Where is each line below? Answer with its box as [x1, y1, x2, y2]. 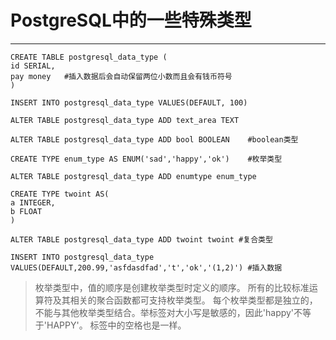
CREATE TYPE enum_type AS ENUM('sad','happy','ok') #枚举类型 [10, 154, 283, 164]
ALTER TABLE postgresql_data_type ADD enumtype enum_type [10, 171, 257, 181]
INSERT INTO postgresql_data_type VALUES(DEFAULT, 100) [10, 97, 248, 108]
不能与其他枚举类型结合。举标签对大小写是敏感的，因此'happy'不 [34, 306, 303, 318]
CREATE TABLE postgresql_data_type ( [10, 52, 168, 62]
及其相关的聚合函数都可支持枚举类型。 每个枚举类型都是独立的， [52, 294, 318, 306]
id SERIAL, [10, 61, 56, 71]
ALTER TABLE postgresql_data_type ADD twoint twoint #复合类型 [10, 234, 273, 245]
